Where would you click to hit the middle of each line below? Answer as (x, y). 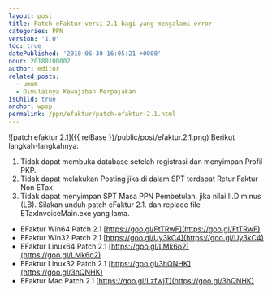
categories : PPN (36, 31)
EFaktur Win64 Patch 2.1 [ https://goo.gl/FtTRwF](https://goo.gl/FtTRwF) (140, 229)
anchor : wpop (30, 106)
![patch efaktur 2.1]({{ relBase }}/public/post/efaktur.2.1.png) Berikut (122, 137)
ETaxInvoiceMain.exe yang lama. (75, 213)
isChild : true (32, 99)
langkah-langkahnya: (44, 146)
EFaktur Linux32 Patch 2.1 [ (65, 264)
